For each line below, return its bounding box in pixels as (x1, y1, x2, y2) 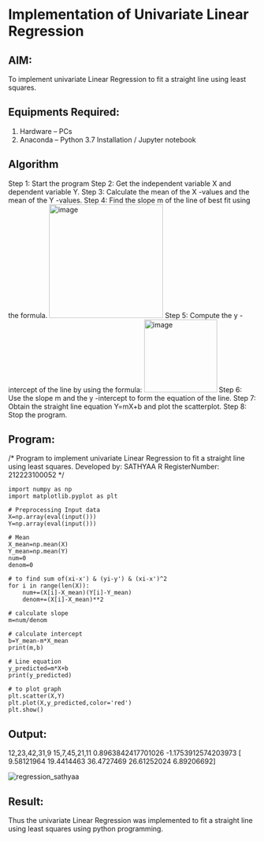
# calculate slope (8, 609, 69, 617)
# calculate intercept (8, 630, 83, 639)
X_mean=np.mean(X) (8, 541, 69, 549)
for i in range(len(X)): (8, 582, 90, 590)
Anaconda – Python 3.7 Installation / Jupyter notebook (19, 135, 196, 144)
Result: (8, 795, 44, 808)
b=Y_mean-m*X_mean (8, 637, 69, 645)
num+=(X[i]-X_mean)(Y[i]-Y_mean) (22, 589, 132, 597)
